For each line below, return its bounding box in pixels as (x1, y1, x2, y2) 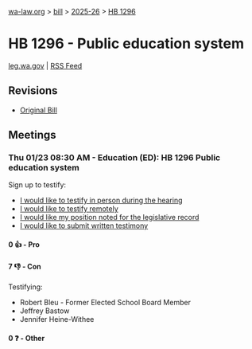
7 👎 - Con (8, 261, 41, 271)
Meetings (8, 128, 57, 142)
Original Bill (19, 105, 58, 115)
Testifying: (8, 282, 43, 292)
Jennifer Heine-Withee (19, 315, 95, 324)
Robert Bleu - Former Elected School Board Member (19, 298, 191, 308)
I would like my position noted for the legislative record (19, 213, 200, 222)
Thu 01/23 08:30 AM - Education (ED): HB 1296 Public (8, 152, 221, 163)
